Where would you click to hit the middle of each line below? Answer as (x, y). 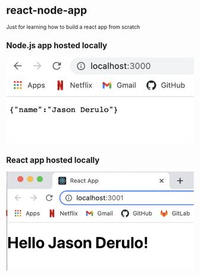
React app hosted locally (53, 161)
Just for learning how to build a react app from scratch (73, 27)
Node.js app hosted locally (57, 46)
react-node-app (47, 10)
